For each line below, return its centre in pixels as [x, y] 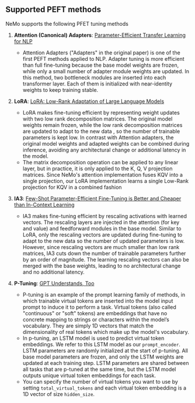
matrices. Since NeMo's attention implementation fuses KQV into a [103, 174]
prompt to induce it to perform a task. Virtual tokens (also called [99, 307]
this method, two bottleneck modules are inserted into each [94, 77]
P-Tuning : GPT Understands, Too [54, 283]
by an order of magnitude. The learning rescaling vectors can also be [106, 259]
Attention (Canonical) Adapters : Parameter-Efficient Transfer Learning [100, 35]
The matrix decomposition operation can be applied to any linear [100, 162]
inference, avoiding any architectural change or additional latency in [104, 150]
